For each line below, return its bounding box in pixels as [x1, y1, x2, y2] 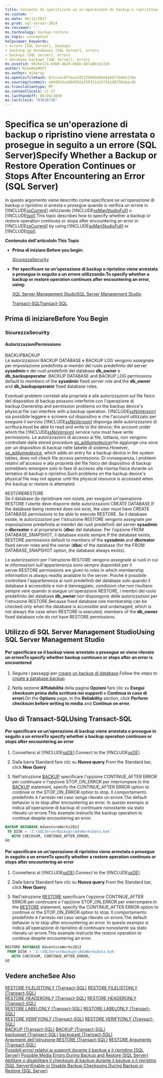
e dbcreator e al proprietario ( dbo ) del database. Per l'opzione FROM [5, 526, 145, 532]
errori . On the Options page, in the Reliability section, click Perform [12, 696, 148, 701]
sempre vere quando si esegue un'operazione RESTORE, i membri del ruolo [5, 588, 157, 594]
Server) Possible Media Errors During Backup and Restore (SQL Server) [5, 1052, 148, 1058]
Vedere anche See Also [5, 972, 76, 980]
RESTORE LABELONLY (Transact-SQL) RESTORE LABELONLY [5, 1005, 129, 1011]
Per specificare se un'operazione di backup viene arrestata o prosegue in [5, 728, 157, 734]
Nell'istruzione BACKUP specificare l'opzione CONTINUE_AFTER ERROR [12, 774, 157, 779]
